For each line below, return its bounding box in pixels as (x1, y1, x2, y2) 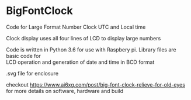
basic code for (6, 52, 41, 59)
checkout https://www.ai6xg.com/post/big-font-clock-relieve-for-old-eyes (6, 81, 186, 88)
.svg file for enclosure (6, 70, 59, 77)
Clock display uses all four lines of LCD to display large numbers (6, 35, 161, 42)
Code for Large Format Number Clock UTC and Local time (6, 23, 146, 30)
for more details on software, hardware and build (6, 87, 124, 94)
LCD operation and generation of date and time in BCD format (6, 58, 155, 65)
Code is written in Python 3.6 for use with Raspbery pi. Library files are (6, 46, 176, 53)
